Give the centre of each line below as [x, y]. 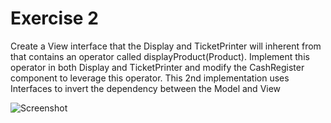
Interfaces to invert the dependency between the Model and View [146, 88]
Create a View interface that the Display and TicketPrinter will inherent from [166, 46]
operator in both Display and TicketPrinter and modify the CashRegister [157, 67]
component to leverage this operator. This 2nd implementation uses [150, 78]
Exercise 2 [54, 18]
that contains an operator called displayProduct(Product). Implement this [160, 56]
